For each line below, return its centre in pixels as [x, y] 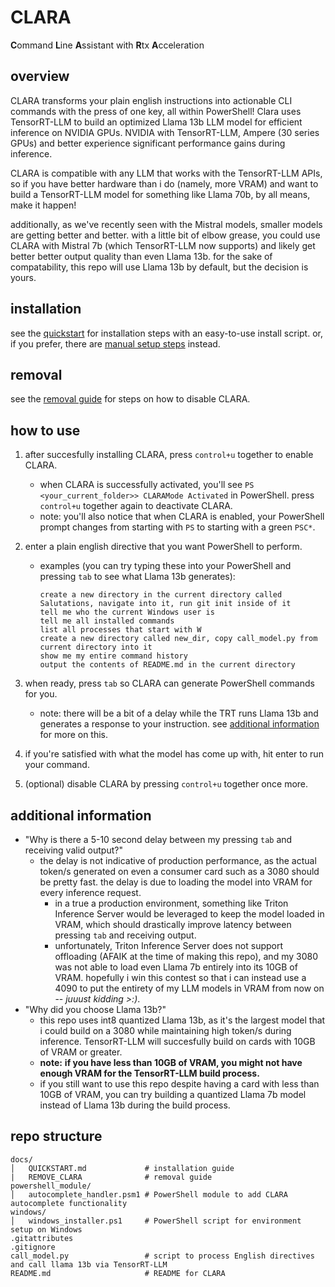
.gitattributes [42, 1238]
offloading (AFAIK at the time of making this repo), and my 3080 [186, 956]
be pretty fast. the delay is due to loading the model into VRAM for [176, 882]
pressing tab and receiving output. [125, 935]
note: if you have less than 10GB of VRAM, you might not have [171, 1062]
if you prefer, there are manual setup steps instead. [115, 343]
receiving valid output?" [73, 850]
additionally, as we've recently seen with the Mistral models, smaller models [166, 224]
